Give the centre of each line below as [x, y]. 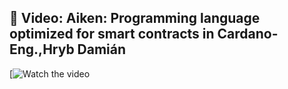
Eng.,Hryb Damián [68, 49]
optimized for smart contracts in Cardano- [144, 34]
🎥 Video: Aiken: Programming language [135, 18]
